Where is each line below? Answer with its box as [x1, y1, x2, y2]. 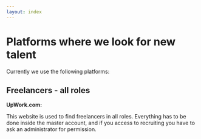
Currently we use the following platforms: [6, 68, 110, 75]
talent [6, 48, 36, 61]
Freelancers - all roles [6, 85, 90, 95]
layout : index [6, 8, 43, 15]
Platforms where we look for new [6, 34, 176, 48]
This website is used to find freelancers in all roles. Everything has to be [6, 113, 186, 120]
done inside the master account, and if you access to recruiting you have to [6, 119, 196, 127]
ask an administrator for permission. [6, 126, 97, 133]
